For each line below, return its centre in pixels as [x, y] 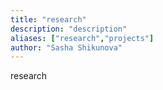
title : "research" [48, 19]
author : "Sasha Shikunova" [66, 47]
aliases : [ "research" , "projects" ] [82, 38]
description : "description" [69, 29]
